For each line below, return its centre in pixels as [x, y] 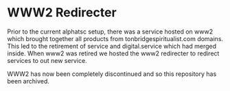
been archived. [28, 81]
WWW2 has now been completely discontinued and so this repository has [112, 74]
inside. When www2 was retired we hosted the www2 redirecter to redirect [113, 53]
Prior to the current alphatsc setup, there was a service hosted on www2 [110, 31]
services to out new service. [47, 60]
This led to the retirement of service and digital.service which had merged [112, 46]
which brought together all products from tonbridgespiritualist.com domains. [115, 38]
